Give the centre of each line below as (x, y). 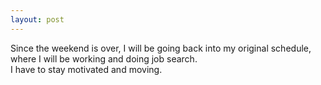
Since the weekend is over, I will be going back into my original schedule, (161, 48)
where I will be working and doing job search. (104, 58)
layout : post (37, 19)
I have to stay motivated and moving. (86, 69)
